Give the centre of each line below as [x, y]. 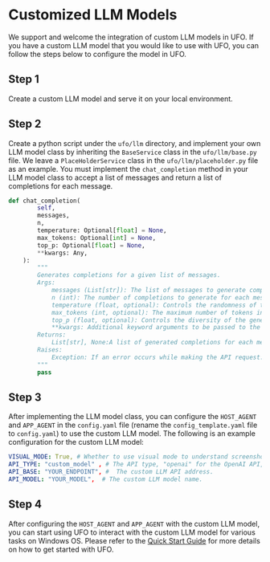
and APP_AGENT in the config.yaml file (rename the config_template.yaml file [133, 425]
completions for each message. [61, 185]
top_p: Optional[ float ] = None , [92, 245]
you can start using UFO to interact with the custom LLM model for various [132, 532]
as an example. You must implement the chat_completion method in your [129, 169]
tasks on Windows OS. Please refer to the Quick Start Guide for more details [135, 540]
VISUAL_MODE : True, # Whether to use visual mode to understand [118, 457]
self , [47, 208]
